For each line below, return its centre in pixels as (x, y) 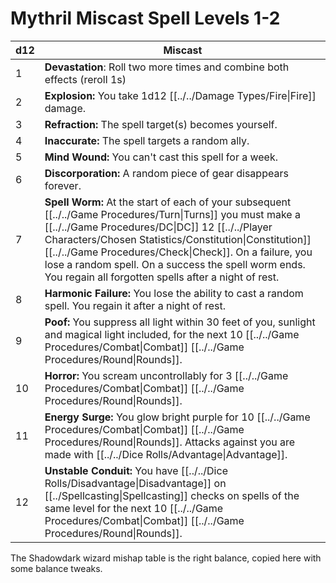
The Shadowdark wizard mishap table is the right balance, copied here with (166, 558)
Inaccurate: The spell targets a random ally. (147, 140)
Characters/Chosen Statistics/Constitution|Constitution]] (178, 239)
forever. (63, 185)
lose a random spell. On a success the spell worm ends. (175, 264)
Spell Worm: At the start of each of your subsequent (168, 202)
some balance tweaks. (56, 568)
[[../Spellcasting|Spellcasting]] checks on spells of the (172, 495)
